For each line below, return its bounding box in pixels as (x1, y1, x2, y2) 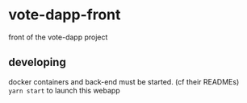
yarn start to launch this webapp (8, 85, 120, 95)
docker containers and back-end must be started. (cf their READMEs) (8, 76, 240, 86)
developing (8, 56, 66, 69)
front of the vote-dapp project (8, 32, 108, 42)
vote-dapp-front (8, 6, 121, 24)
